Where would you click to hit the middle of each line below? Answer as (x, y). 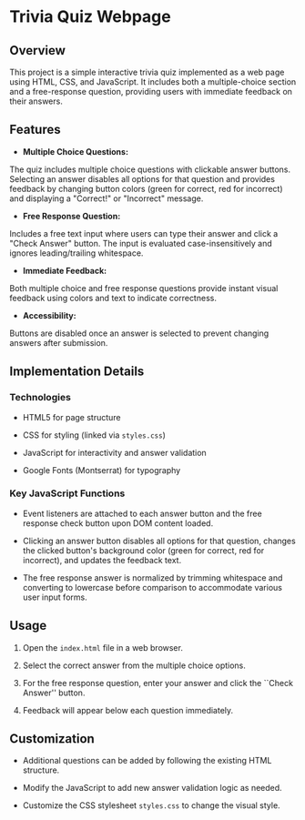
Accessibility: (49, 315)
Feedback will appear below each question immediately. (128, 710)
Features (35, 130)
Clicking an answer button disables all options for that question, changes (159, 541)
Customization (52, 739)
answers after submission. (59, 342)
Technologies (40, 398)
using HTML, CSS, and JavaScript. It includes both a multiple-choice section (153, 82)
